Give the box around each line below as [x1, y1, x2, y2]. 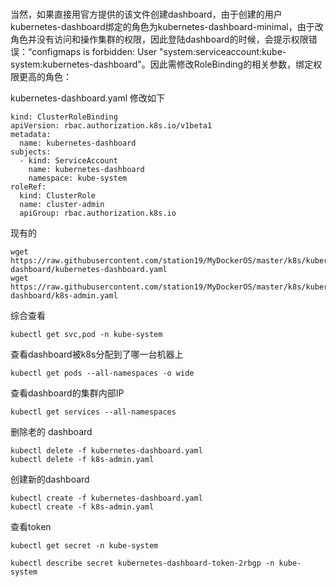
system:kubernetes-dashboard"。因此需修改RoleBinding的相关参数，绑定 [10, 58, 314, 71]
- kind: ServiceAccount [19, 156, 118, 166]
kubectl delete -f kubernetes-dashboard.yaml [10, 446, 203, 456]
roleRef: [10, 182, 47, 192]
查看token [10, 521, 52, 533]
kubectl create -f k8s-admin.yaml [10, 502, 155, 512]
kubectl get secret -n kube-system [10, 541, 159, 551]
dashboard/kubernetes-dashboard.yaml [10, 265, 168, 275]
